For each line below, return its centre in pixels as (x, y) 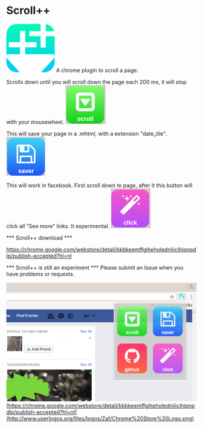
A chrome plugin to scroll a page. (97, 70)
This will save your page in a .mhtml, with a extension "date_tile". (87, 133)
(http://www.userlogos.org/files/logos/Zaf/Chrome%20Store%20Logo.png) (100, 418)
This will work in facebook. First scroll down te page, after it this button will (99, 185)
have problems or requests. (40, 274)
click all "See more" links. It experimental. (58, 226)
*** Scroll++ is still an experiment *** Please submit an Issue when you (95, 267)
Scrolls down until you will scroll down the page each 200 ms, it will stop (97, 81)
